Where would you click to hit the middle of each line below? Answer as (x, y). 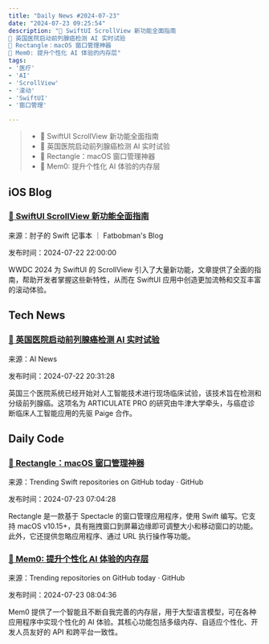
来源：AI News (33, 359)
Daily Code (36, 438)
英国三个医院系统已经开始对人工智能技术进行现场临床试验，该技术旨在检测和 (135, 393)
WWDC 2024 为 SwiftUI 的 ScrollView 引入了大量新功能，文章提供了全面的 (131, 269)
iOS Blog (30, 192)
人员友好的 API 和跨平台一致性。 (69, 632)
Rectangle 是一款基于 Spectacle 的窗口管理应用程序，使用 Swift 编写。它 (128, 516)
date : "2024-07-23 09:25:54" (57, 23)
